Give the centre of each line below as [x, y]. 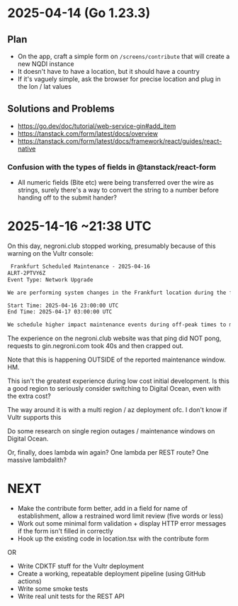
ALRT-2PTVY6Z [27, 273]
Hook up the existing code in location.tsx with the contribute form [113, 539]
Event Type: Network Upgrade [50, 280]
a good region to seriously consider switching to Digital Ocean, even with [114, 389]
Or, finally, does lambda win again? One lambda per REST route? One [108, 453]
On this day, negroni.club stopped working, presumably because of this [112, 246]
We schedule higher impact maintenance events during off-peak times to [117, 325]
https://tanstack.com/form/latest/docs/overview [87, 134]
